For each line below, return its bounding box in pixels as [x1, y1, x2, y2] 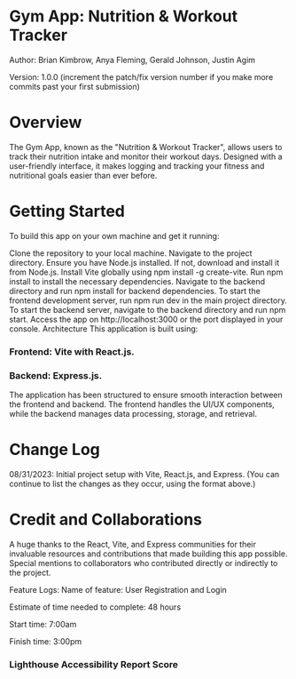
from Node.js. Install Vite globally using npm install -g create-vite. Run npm [9, 267, 284, 277]
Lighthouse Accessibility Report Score [9, 658, 179, 670]
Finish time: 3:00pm [9, 635, 82, 646]
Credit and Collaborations [9, 509, 202, 530]
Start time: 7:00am [9, 619, 77, 629]
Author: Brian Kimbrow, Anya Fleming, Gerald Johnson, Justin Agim [9, 54, 255, 65]
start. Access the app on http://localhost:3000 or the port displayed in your [9, 314, 284, 324]
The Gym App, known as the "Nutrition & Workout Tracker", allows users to [9, 141, 283, 152]
